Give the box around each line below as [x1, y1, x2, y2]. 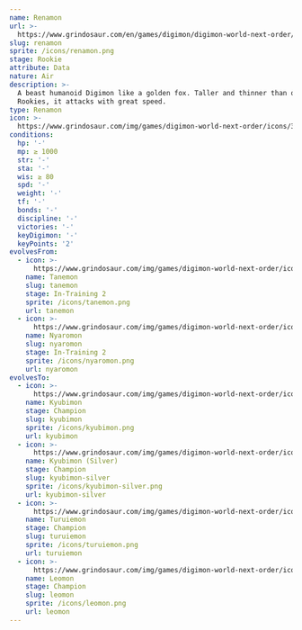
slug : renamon [9, 38, 63, 48]
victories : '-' [17, 222, 75, 231]
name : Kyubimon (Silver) [25, 456, 119, 466]
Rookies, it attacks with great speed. [17, 96, 167, 106]
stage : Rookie [9, 55, 63, 64]
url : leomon [25, 607, 70, 616]
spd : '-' [17, 181, 50, 190]
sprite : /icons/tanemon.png [25, 298, 130, 307]
